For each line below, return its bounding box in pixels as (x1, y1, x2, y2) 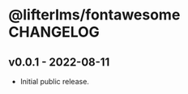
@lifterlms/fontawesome (8, 6, 181, 24)
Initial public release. (19, 77, 89, 86)
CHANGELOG (8, 23, 100, 41)
